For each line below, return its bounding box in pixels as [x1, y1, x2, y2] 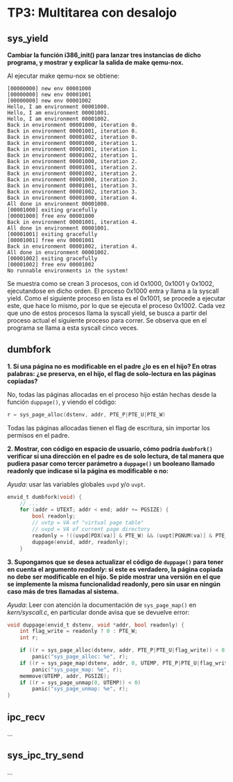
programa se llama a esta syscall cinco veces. [7, 324, 139, 332]
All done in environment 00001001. [7, 225, 110, 232]
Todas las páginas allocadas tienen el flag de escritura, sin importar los [7, 423, 210, 432]
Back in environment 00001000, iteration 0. [7, 121, 138, 128]
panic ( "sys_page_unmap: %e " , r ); [32, 686, 129, 692]
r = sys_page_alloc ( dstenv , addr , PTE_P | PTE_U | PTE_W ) [7, 411, 166, 418]
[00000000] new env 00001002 [7, 97, 92, 104]
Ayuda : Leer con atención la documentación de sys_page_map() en [7, 600, 196, 609]
